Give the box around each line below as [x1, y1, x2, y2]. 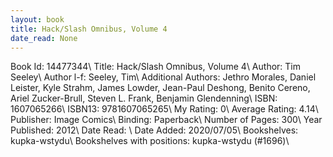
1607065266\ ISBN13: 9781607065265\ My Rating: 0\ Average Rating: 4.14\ [10, 103, 319, 115]
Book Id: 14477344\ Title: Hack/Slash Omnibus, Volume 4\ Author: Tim [10, 61, 301, 73]
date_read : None [10, 33, 78, 43]
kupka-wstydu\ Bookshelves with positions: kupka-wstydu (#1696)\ [10, 135, 290, 147]
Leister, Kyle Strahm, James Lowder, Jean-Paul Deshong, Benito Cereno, [10, 82, 311, 94]
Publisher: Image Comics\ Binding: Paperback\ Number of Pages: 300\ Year [10, 114, 323, 126]
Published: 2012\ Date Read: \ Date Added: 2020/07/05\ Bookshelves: [10, 124, 299, 136]
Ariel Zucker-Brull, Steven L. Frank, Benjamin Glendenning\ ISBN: [10, 92, 278, 105]
